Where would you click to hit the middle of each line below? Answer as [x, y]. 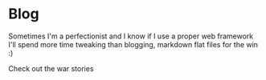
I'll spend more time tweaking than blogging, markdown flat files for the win [133, 44]
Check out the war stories [51, 68]
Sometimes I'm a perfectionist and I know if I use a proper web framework [131, 36]
